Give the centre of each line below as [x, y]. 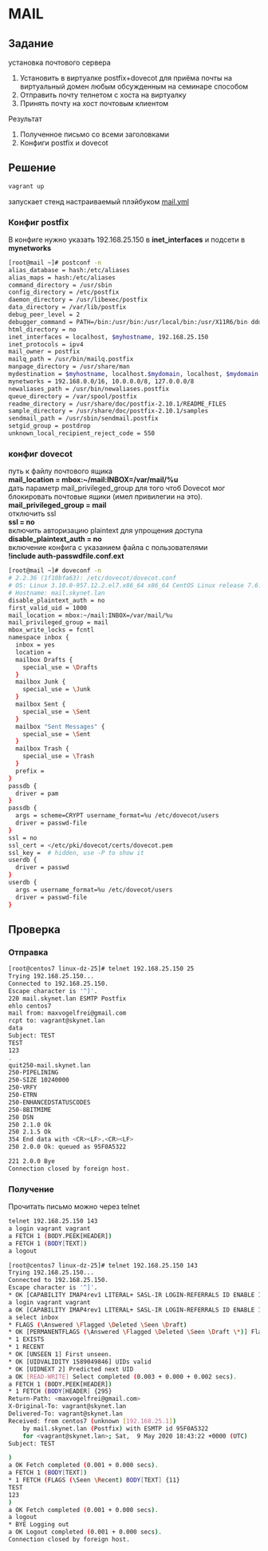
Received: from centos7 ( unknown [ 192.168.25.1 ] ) [93, 1421]
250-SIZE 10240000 [39, 1080]
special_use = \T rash [58, 756]
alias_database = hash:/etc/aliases [69, 270]
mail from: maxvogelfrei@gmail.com [67, 1013]
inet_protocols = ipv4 [46, 344]
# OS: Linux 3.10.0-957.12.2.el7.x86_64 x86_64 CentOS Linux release [126, 586]
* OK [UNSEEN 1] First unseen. [60, 1355]
